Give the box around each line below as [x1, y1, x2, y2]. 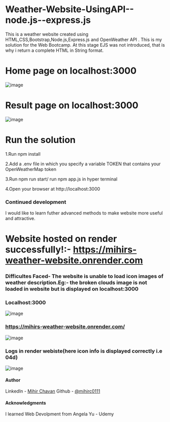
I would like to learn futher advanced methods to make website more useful [5, 210, 163, 216]
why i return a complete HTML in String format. [5, 47, 104, 53]
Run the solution [5, 134, 76, 146]
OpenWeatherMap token [5, 166, 57, 172]
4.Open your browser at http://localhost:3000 [5, 186, 100, 192]
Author [5, 377, 21, 383]
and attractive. [5, 216, 36, 222]
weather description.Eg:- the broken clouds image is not [5, 279, 147, 286]
